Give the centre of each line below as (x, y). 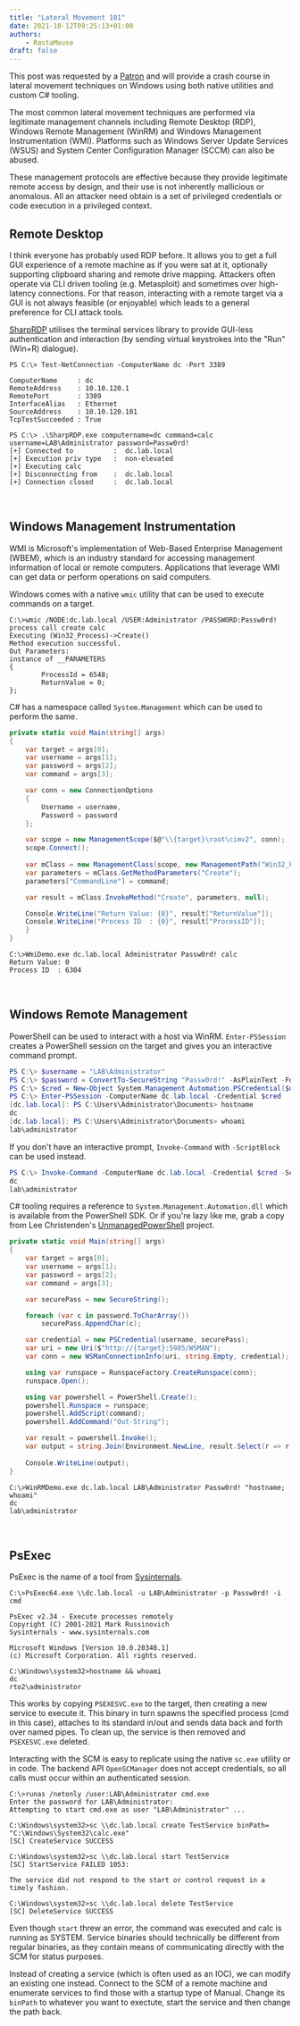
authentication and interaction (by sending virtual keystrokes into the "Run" (147, 339)
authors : (25, 34)
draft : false (33, 51)
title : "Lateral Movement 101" (67, 17)
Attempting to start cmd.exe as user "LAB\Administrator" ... (127, 1810)
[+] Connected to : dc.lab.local (92, 451)
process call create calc (57, 628)
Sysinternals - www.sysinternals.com (79, 1633)
